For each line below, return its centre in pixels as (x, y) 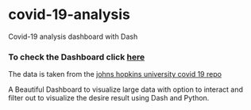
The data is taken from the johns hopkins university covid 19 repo (115, 74)
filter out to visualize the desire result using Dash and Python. (109, 98)
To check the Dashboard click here (77, 57)
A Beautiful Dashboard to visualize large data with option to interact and (126, 89)
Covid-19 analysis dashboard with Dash (73, 36)
